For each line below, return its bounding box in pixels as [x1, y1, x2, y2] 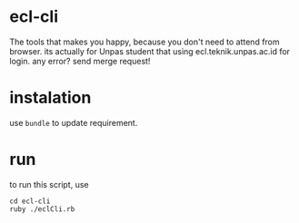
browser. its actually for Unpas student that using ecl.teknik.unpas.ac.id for [9, 45, 291, 56]
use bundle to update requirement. [9, 117, 138, 128]
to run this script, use [9, 179, 89, 189]
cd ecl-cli [9, 197, 51, 206]
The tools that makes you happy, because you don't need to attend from [9, 36, 280, 47]
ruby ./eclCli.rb [9, 204, 75, 214]
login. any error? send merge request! [9, 55, 151, 66]
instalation [9, 88, 92, 108]
